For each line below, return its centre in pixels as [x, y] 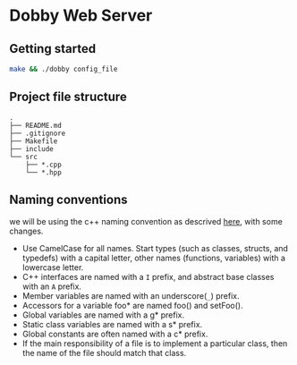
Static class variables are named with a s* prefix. [112, 324]
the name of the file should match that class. [104, 352]
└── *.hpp [44, 172]
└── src [24, 157]
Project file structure [68, 97]
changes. [26, 231]
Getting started [53, 49]
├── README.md [36, 125]
